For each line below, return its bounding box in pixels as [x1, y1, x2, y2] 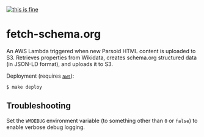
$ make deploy [6, 84, 43, 90]
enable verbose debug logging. [6, 123, 86, 131]
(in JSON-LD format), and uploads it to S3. [6, 60, 113, 67]
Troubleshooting [6, 101, 71, 111]
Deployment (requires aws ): [6, 72, 75, 80]
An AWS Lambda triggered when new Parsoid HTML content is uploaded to [6, 47, 196, 54]
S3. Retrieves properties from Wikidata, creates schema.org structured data [6, 54, 197, 61]
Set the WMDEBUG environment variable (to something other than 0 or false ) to [6, 117, 198, 124]
